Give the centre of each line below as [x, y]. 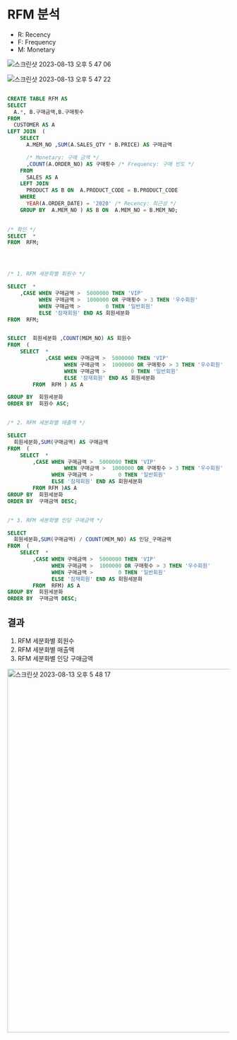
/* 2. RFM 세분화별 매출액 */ [47, 423]
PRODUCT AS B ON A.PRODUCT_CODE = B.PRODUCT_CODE [102, 191]
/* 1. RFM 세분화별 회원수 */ [47, 274]
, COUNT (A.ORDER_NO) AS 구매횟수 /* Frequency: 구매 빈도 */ [110, 164]
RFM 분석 [34, 14]
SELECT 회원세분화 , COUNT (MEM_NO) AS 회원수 [69, 339]
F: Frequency [37, 42]
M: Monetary [36, 49]
